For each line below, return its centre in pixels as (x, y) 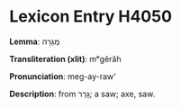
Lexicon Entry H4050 (91, 17)
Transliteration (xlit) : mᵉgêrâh (65, 58)
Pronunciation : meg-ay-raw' (63, 76)
